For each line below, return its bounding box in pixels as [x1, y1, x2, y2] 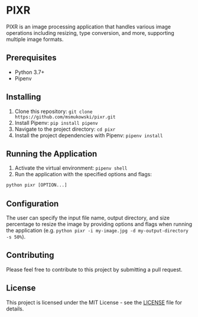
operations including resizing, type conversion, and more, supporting [6, 29, 174, 36]
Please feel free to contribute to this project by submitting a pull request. [6, 266, 183, 273]
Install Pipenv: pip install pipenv [14, 119, 99, 126]
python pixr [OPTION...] [6, 182, 67, 188]
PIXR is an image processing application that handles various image [6, 23, 171, 30]
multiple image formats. [6, 35, 64, 43]
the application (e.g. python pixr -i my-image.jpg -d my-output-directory [6, 227, 189, 234]
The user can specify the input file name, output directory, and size [6, 214, 170, 222]
